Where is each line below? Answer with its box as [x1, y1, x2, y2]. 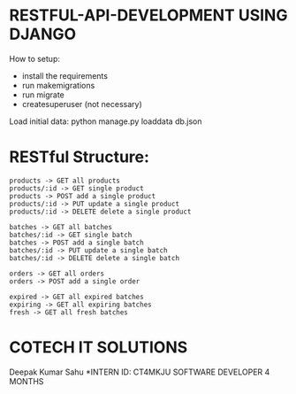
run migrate [21, 89, 65, 100]
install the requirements [21, 70, 109, 81]
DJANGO [9, 24, 77, 44]
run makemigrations [21, 80, 95, 90]
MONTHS [9, 375, 44, 386]
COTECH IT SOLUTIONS [9, 337, 188, 358]
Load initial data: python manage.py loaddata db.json [9, 116, 202, 127]
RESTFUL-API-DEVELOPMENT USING [9, 5, 288, 26]
